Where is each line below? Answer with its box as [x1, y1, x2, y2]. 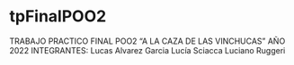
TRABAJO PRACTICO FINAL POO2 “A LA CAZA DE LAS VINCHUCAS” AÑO [9, 36, 286, 46]
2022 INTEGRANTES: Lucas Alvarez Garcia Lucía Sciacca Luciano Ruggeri [9, 45, 286, 55]
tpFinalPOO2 [9, 6, 107, 27]
